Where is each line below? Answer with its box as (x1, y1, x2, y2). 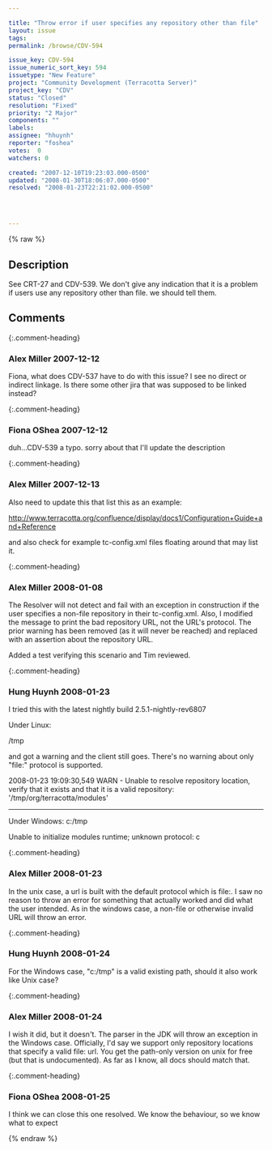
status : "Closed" (8, 94, 67, 102)
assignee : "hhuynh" (8, 131, 74, 140)
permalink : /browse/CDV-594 (8, 41, 104, 49)
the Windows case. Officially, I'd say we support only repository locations (8, 1038, 253, 1048)
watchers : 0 (8, 154, 49, 162)
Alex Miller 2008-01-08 (8, 581, 104, 593)
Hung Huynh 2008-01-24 (8, 948, 111, 960)
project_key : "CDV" (8, 86, 74, 94)
